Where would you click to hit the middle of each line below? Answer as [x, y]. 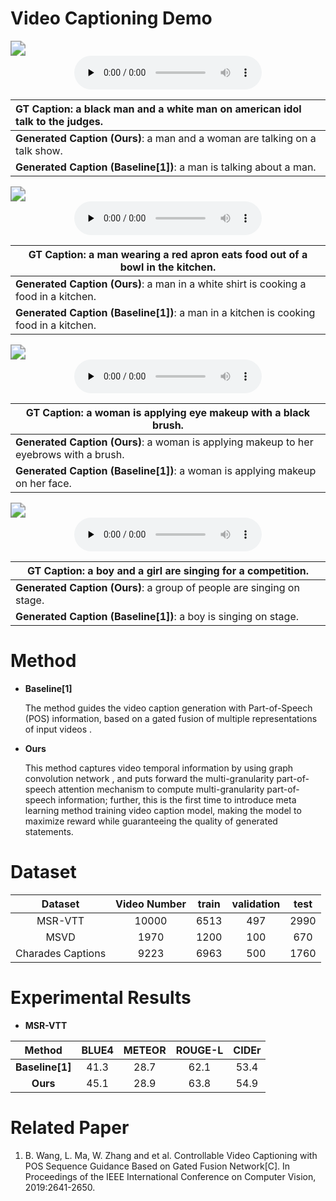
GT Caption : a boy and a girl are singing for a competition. [168, 570]
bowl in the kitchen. [168, 267]
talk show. [39, 150]
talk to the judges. [59, 121]
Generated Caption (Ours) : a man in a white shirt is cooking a [161, 284]
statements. [49, 831]
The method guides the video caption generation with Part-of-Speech [168, 708]
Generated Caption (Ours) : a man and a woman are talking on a [166, 138]
